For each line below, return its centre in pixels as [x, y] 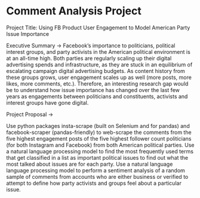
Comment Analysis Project [74, 11]
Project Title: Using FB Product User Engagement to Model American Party [98, 28]
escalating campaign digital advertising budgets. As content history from [96, 71]
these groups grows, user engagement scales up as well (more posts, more [99, 77]
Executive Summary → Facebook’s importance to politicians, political [91, 45]
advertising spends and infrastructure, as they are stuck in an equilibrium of [99, 65]
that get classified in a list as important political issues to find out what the [97, 157]
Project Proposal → [30, 114]
